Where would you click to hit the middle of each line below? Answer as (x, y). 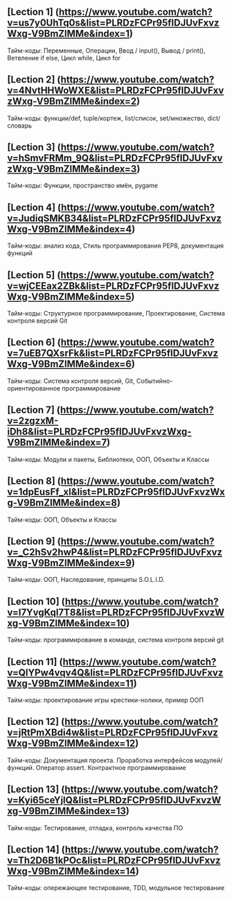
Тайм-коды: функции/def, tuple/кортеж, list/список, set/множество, (107, 118)
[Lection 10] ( (36, 601)
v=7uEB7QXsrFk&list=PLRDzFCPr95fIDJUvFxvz (113, 353)
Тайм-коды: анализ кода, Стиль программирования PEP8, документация (115, 246)
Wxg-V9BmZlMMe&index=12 (71, 743)
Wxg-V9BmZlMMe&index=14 (72, 871)
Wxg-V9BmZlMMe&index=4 (70, 229)
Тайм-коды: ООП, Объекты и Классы (62, 520)
